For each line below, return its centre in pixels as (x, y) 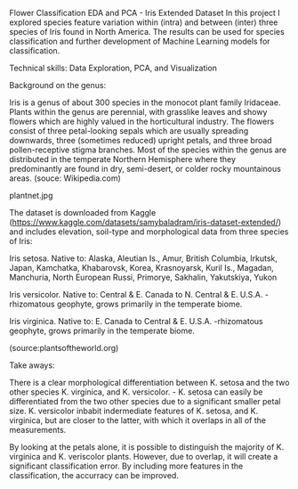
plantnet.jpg (31, 196)
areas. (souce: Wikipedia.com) (65, 178)
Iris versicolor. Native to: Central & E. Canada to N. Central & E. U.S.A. (136, 294)
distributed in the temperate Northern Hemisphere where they (123, 159)
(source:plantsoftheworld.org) (64, 348)
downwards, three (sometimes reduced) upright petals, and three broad (141, 140)
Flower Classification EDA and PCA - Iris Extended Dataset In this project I (145, 13)
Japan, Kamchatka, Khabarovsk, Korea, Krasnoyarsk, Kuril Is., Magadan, (141, 268)
